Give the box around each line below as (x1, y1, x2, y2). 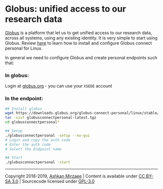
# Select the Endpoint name (5, 147, 62, 152)
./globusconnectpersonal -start (5, 160, 70, 165)
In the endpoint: (5, 95, 44, 102)
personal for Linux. (5, 45, 43, 51)
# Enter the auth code (5, 142, 51, 147)
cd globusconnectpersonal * (5, 120, 60, 125)
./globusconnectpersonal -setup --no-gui (5, 133, 90, 138)
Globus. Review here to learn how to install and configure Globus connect (5, 40, 152, 46)
